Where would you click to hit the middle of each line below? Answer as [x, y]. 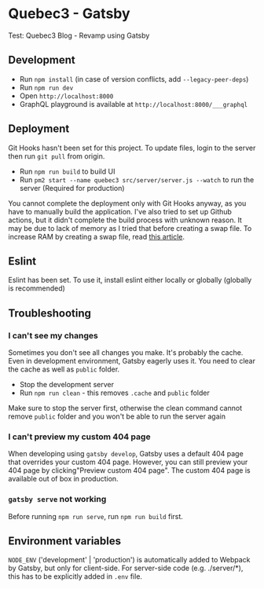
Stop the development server [66, 385]
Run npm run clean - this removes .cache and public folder [114, 393]
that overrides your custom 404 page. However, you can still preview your [128, 462]
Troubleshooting [50, 313]
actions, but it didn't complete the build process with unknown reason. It [125, 220]
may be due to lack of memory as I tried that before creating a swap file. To [130, 228]
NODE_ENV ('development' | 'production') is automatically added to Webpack [129, 560]
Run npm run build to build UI [67, 171]
